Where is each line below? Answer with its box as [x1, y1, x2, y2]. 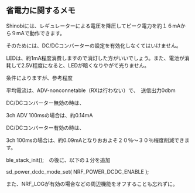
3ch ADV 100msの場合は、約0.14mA [6, 111, 93, 118]
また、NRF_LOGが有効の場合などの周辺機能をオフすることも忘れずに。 [6, 180, 178, 187]
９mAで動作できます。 [11, 29, 66, 36]
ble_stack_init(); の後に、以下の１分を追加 [6, 156, 111, 163]
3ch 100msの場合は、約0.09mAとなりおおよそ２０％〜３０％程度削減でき [6, 137, 185, 144]
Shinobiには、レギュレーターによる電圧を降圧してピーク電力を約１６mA [6, 22, 181, 29]
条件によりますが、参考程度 [6, 74, 73, 81]
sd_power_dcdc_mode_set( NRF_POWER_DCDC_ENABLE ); [6, 168, 149, 175]
